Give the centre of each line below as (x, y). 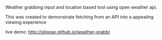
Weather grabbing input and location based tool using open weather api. (81, 7)
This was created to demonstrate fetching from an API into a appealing (79, 17)
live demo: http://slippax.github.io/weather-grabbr (58, 32)
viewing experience (26, 22)
